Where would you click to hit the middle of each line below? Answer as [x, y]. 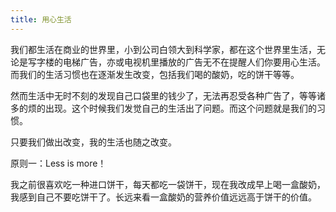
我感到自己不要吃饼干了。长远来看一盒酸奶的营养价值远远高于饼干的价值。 [163, 197]
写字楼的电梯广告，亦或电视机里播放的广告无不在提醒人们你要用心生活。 [176, 62]
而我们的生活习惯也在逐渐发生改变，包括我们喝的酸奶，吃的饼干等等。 [155, 74]
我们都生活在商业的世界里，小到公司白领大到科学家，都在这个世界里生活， [163, 49]
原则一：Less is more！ [58, 163]
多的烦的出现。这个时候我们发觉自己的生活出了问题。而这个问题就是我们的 [163, 108]
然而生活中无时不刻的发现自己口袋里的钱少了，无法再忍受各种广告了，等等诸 [168, 95]
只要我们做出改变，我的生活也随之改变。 [93, 142]
